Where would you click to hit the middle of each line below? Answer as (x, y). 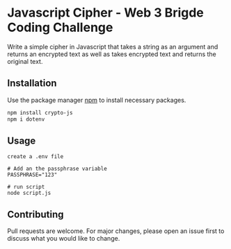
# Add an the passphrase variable (57, 169)
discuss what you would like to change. (64, 239)
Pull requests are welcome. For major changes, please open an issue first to (116, 231)
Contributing (35, 214)
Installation (32, 84)
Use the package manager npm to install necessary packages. (97, 100)
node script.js (29, 193)
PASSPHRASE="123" (32, 175)
